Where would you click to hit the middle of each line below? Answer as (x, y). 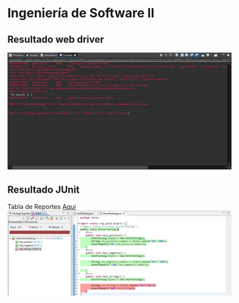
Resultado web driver (56, 39)
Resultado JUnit (44, 190)
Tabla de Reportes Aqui (42, 207)
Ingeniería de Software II (81, 13)
